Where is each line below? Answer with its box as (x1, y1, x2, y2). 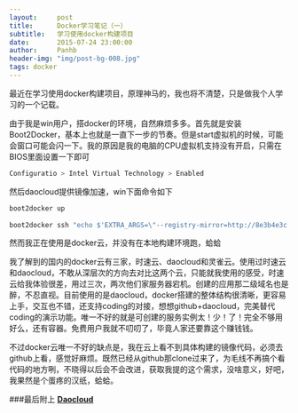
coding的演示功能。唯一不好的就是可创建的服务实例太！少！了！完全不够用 (9, 312, 284, 322)
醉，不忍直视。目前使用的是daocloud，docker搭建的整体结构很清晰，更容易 (9, 290, 286, 300)
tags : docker (9, 63, 58, 72)
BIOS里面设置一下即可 (9, 151, 90, 162)
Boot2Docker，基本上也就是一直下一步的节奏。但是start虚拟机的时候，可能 (9, 129, 284, 139)
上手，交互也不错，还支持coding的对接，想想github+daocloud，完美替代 (9, 301, 276, 312)
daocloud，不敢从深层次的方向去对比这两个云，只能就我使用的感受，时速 (16, 267, 285, 278)
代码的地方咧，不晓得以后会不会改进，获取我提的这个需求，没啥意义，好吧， (9, 364, 289, 375)
